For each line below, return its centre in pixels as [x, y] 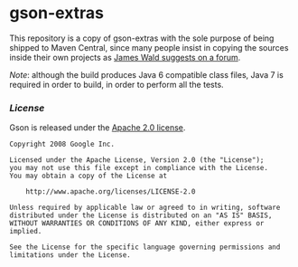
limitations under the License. [70, 255]
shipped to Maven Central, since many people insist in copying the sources [149, 47]
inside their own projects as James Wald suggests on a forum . [125, 57]
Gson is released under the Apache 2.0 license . [98, 128]
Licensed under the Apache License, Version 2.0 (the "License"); [137, 160]
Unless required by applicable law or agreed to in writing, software [145, 208]
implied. [26, 232]
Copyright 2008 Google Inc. [62, 144]
